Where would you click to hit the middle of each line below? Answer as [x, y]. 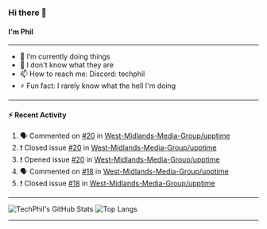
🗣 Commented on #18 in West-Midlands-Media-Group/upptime [124, 172]
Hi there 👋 [28, 13]
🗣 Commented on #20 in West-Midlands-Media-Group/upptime [125, 136]
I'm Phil [21, 32]
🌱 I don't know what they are [66, 65]
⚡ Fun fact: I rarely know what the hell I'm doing [98, 86]
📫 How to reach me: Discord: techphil [82, 74]
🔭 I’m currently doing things [65, 57]
